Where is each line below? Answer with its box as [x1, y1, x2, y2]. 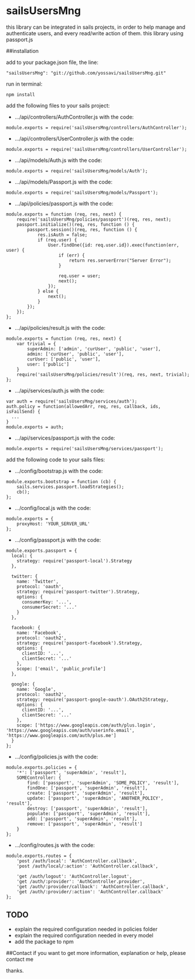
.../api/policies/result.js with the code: [14, 324, 106, 331]
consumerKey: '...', [21, 599, 72, 605]
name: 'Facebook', [16, 630, 61, 636]
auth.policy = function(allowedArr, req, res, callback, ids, [6, 403, 161, 409]
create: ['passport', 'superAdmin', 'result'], [27, 790, 145, 796]
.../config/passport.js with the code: [14, 536, 101, 543]
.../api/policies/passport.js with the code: [14, 200, 114, 207]
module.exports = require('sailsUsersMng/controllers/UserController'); [6, 146, 187, 152]
